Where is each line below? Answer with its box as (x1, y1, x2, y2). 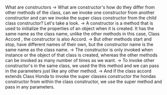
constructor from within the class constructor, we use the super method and (5, 78, 162, 84)
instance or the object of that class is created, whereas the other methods (5, 52, 157, 58)
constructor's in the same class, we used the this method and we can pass (5, 62, 159, 68)
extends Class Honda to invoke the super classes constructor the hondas (5, 73, 156, 79)
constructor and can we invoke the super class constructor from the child (5, 15, 156, 20)
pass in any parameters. (5, 84, 55, 89)
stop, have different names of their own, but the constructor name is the (5, 41, 153, 47)
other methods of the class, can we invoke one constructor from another (5, 9, 155, 15)
